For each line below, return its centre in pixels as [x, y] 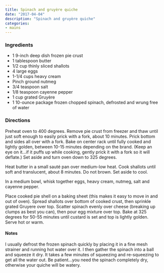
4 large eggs [25, 71]
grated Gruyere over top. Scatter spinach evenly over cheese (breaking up [80, 206]
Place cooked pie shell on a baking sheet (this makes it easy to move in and [82, 196]
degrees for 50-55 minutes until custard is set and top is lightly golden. [77, 217]
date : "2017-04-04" [25, 14]
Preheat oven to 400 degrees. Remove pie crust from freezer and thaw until [82, 131]
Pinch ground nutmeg [34, 82]
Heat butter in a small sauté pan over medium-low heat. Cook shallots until [81, 167]
